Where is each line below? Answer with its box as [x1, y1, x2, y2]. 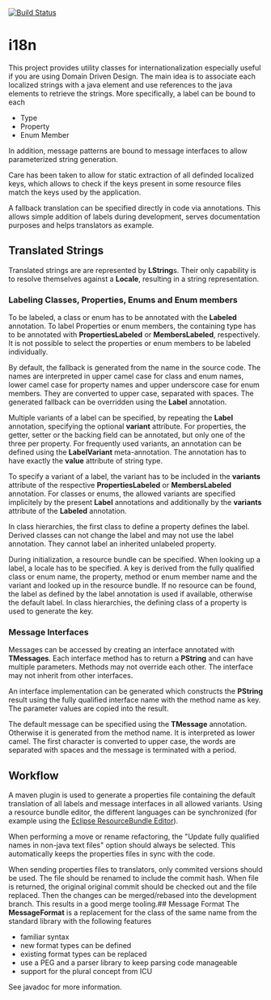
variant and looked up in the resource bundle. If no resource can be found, [8, 580, 257, 591]
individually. [8, 347, 49, 357]
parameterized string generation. [8, 154, 119, 164]
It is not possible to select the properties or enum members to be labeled [8, 339, 251, 348]
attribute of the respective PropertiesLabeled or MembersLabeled [8, 481, 232, 490]
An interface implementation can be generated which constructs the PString [8, 686, 264, 696]
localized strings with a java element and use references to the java [8, 79, 233, 89]
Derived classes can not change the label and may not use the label [8, 531, 235, 541]
